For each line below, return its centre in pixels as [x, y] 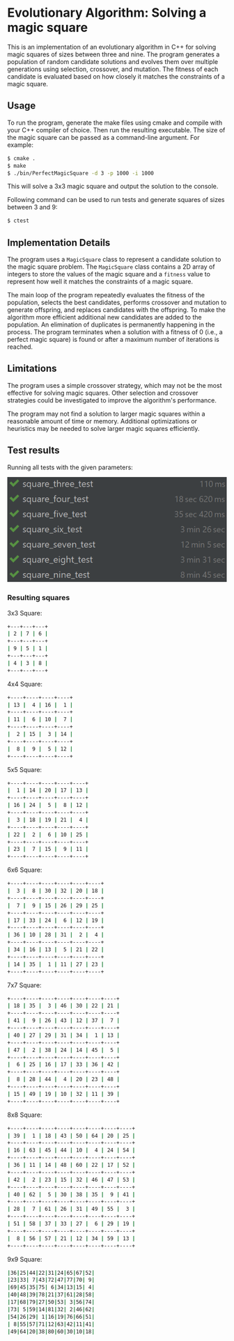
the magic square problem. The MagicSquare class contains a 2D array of [111, 267]
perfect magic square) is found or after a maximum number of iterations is [113, 340]
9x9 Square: [25, 1259]
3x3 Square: [25, 613]
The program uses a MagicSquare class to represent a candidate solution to [114, 260]
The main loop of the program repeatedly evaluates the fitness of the [106, 295]
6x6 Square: [25, 870]
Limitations [32, 369]
